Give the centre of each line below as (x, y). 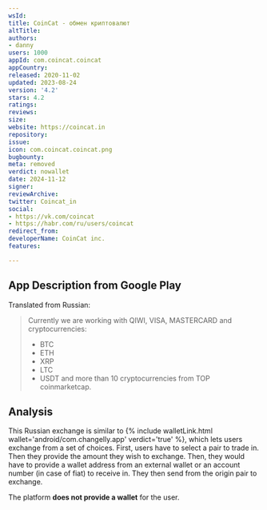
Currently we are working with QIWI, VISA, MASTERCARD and (130, 320)
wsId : (17, 16)
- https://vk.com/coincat (51, 217)
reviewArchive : (34, 194)
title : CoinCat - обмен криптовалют (69, 23)
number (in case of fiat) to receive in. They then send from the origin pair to (133, 473)
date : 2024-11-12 (37, 179)
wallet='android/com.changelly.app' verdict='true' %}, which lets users (126, 440)
